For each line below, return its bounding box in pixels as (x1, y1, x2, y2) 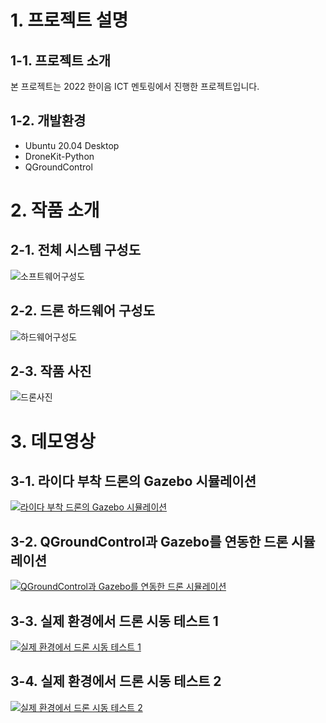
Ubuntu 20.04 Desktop (24, 139, 120, 151)
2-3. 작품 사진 (10, 363, 92, 380)
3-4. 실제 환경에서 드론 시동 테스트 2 (10, 673, 222, 690)
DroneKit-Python (24, 150, 95, 162)
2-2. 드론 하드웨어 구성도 (10, 302, 155, 320)
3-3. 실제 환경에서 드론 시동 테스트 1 (10, 612, 219, 630)
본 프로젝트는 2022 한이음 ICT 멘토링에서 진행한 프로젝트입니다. (10, 81, 260, 92)
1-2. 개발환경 (10, 112, 87, 130)
